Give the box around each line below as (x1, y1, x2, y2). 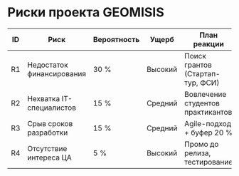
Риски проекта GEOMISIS (7, 4, 165, 21)
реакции (193, 38, 224, 48)
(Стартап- (184, 68, 221, 78)
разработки (27, 128, 68, 138)
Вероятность (92, 34, 140, 44)
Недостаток (27, 60, 69, 70)
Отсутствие (27, 143, 68, 153)
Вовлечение (184, 89, 227, 99)
